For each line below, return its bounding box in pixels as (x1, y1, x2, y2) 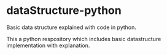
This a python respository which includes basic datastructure (6, 35, 161, 42)
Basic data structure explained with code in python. (6, 24, 137, 31)
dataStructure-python (6, 4, 122, 18)
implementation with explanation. (6, 42, 90, 49)
